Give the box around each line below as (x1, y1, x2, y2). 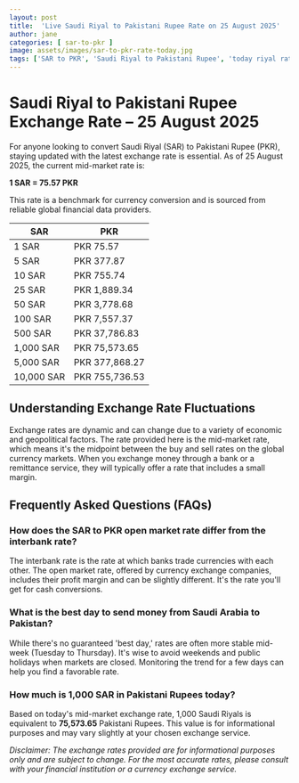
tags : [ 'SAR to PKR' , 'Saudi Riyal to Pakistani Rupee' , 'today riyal (9, 54, 277, 63)
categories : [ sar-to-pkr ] (9, 37, 114, 47)
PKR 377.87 (74, 255, 125, 267)
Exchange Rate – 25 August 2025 (9, 112, 260, 132)
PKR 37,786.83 (74, 327, 140, 339)
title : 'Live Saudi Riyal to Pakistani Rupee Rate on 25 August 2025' (9, 21, 280, 30)
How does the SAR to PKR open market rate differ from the (9, 525, 266, 537)
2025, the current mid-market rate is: (9, 159, 145, 170)
